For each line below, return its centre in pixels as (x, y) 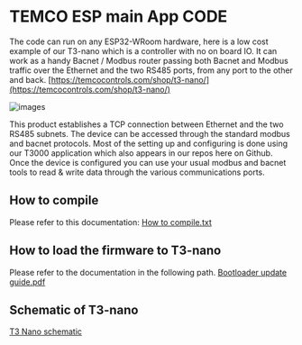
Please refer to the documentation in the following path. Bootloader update (148, 272)
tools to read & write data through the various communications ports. (137, 172)
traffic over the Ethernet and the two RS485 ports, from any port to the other (151, 70)
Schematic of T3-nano (74, 309)
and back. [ (30, 79)
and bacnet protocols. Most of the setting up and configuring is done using (149, 143)
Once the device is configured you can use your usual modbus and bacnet (148, 162)
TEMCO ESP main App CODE (119, 17)
